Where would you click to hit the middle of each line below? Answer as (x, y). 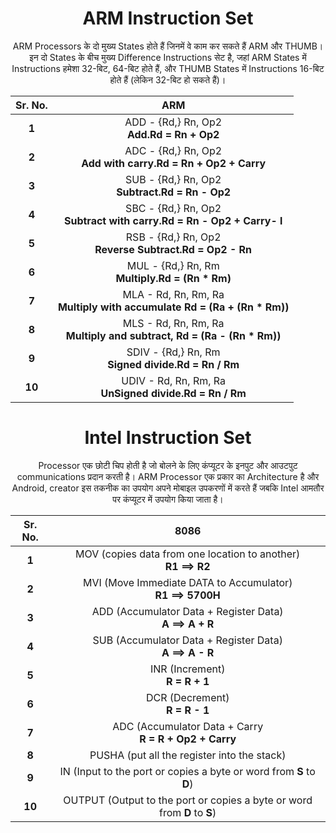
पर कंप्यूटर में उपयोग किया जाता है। (168, 499)
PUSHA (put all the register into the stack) (188, 755)
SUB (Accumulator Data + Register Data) (187, 640)
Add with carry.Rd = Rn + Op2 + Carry (174, 163)
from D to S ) (188, 812)
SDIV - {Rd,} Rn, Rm (173, 352)
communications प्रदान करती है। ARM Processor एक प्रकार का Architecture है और (168, 476)
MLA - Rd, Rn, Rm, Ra (173, 294)
